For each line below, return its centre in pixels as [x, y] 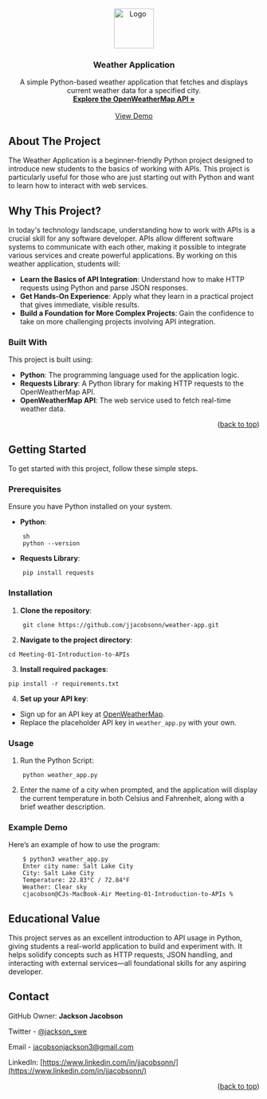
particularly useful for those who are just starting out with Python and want [131, 177]
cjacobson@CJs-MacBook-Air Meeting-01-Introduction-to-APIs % [128, 894]
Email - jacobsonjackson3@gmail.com [71, 1046]
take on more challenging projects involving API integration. [118, 321]
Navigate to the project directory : [76, 640]
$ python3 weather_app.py [66, 860]
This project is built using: [51, 359]
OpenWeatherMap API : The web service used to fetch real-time [125, 400]
